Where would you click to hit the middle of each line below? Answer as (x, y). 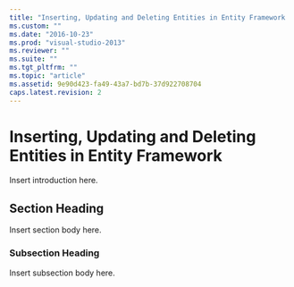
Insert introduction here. (54, 181)
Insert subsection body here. (63, 273)
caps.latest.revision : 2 (55, 92)
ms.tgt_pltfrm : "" (43, 68)
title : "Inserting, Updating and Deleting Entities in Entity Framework (147, 17)
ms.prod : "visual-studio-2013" (67, 42)
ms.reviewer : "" (39, 51)
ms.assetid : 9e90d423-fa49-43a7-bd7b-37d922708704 (105, 84)
